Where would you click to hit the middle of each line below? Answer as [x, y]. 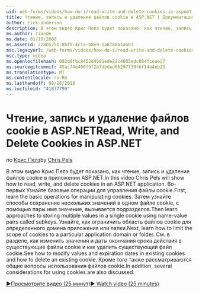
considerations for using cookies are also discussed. [70, 272]
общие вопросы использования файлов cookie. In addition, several [89, 266]
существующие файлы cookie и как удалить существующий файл [89, 247]
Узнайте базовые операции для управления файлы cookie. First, [106, 190]
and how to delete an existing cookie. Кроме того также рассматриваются [99, 259]
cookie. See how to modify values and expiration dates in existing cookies [96, 253]
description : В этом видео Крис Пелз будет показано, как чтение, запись [99, 28]
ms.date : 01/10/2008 [32, 39]
